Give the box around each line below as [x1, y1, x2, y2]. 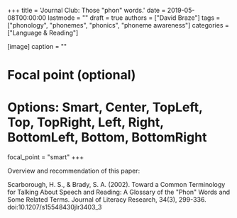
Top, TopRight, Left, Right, [7, 115, 165, 130]
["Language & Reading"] [7, 28, 79, 37]
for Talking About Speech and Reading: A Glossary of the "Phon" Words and [7, 188, 231, 197]
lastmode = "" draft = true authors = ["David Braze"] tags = [48, 13, 221, 22]
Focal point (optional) [7, 67, 136, 84]
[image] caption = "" [7, 42, 67, 50]
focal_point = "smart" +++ [7, 153, 84, 161]
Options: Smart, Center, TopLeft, [7, 99, 203, 115]
